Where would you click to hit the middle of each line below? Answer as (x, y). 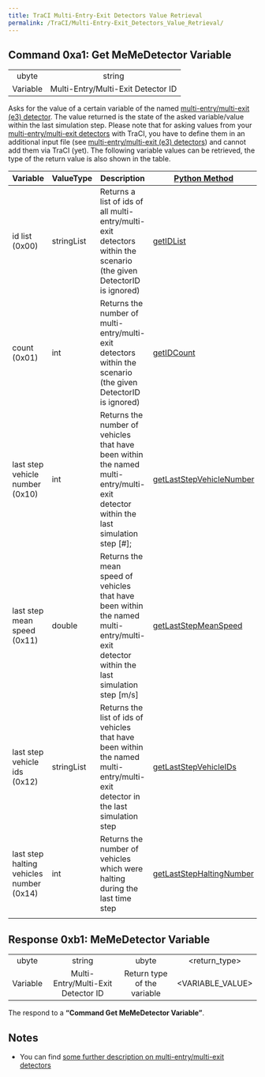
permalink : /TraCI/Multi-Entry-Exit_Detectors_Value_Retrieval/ (116, 23)
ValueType (72, 179)
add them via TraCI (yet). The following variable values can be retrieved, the (132, 150)
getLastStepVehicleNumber (203, 479)
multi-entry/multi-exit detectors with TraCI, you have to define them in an (127, 134)
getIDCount (174, 353)
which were (121, 869)
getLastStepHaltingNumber (203, 874)
